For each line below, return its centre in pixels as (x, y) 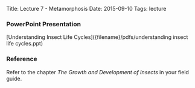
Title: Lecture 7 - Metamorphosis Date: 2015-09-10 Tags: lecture (86, 9)
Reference (22, 59)
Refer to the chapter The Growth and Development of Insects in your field (97, 72)
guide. (14, 78)
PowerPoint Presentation (44, 24)
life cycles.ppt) (25, 44)
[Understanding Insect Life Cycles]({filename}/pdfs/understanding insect (97, 37)
